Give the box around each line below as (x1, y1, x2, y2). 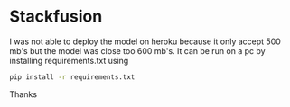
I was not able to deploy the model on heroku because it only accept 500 (9, 36, 282, 47)
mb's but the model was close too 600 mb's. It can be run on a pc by (9, 45, 266, 56)
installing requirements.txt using (9, 55, 129, 66)
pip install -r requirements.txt (9, 72, 136, 82)
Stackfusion (9, 6, 103, 27)
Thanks (9, 88, 38, 100)
